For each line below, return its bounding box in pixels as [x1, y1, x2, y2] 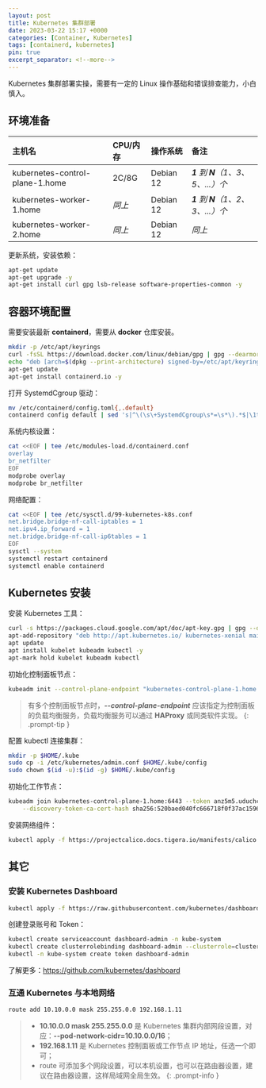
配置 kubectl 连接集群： [8, 736, 85, 745]
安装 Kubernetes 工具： [8, 609, 85, 618]
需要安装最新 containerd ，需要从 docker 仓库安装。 [8, 327, 179, 337]
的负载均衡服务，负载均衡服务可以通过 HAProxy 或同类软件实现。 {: [27, 710, 249, 720]
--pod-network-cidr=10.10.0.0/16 [53, 1031, 166, 1040]
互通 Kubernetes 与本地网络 [8, 987, 116, 998]
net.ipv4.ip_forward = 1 [8, 525, 90, 533]
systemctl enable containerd [8, 562, 104, 570]
